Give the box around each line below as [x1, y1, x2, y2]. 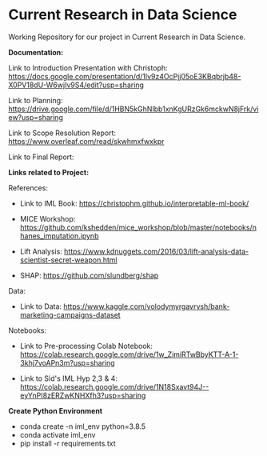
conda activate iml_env [19, 430, 96, 439]
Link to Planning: [8, 95, 63, 105]
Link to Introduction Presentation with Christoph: [8, 62, 168, 73]
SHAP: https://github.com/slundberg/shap [19, 270, 159, 280]
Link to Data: [19, 302, 62, 311]
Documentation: [8, 47, 64, 57]
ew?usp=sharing [8, 112, 64, 122]
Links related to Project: [8, 167, 90, 177]
